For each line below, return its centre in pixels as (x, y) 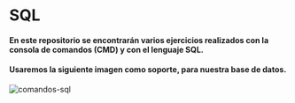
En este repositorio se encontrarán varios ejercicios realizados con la (139, 40)
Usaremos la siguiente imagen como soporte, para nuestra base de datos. (148, 70)
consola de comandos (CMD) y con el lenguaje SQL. (106, 49)
